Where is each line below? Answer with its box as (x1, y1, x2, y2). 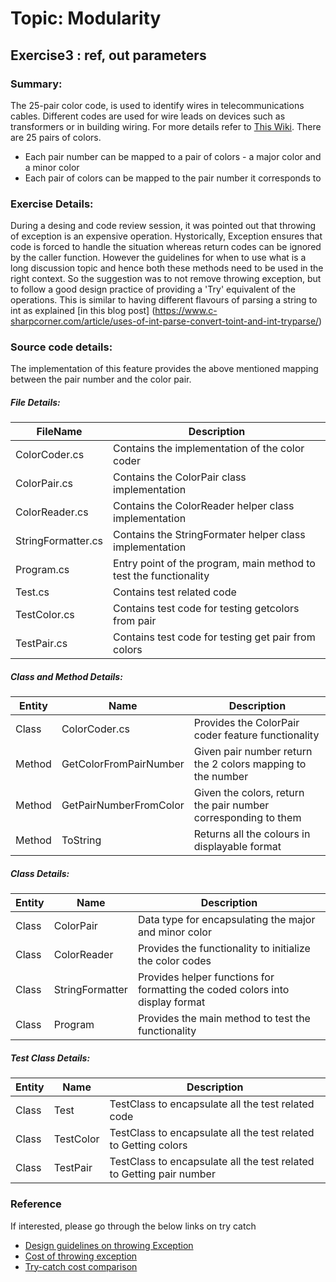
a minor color (24, 161, 80, 173)
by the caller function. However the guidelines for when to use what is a (10, 252, 307, 264)
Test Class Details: (10, 1052, 91, 1064)
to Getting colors (109, 1138, 188, 1152)
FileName (36, 425, 83, 439)
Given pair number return (193, 745, 313, 759)
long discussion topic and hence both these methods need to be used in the (10, 262, 324, 274)
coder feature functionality (193, 728, 320, 742)
